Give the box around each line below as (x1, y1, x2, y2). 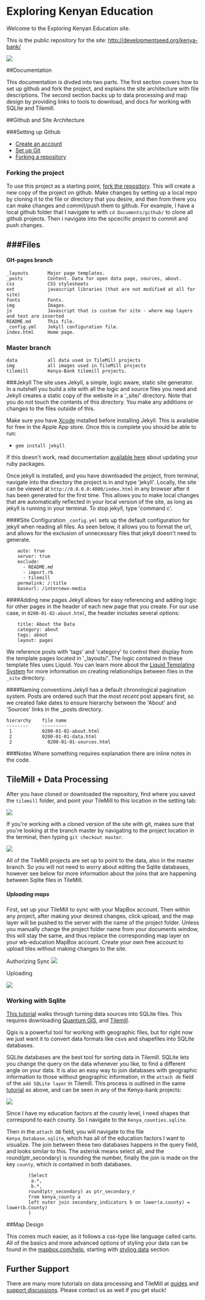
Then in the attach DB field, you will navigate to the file (6, 1128, 144, 1136)
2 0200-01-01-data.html (9, 733, 97, 740)
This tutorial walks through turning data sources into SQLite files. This (6, 1010, 182, 1018)
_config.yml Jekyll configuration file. (6, 323, 119, 330)
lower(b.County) (6, 1205, 48, 1211)
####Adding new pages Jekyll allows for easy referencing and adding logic (6, 597, 197, 604)
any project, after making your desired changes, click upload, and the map (6, 912, 194, 919)
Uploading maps (6, 890, 50, 897)
